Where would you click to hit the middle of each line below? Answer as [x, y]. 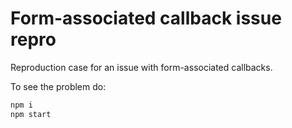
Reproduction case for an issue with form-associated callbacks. [141, 67]
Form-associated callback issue [146, 18]
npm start [31, 114]
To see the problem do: [58, 86]
